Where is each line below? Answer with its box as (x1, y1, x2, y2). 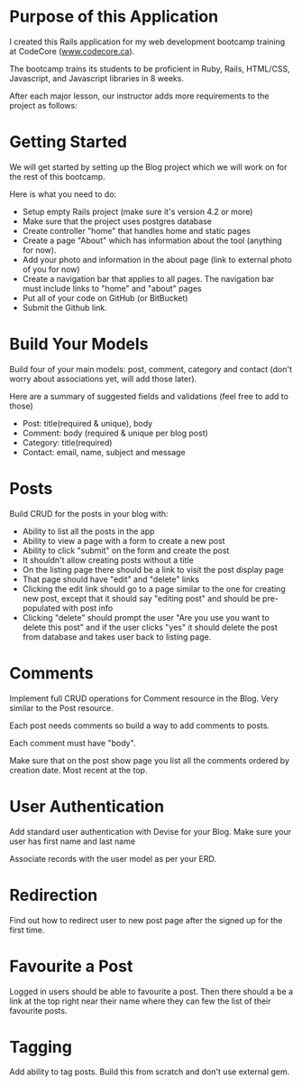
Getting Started (9, 132, 128, 153)
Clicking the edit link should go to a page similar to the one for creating (22, 583, 286, 594)
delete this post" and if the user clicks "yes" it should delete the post (22, 622, 278, 632)
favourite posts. (9, 1005, 68, 1016)
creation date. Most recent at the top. (9, 764, 148, 775)
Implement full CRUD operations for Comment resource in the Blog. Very (9, 693, 279, 704)
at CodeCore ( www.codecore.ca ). (9, 45, 135, 56)
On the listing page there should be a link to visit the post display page (22, 564, 284, 575)
